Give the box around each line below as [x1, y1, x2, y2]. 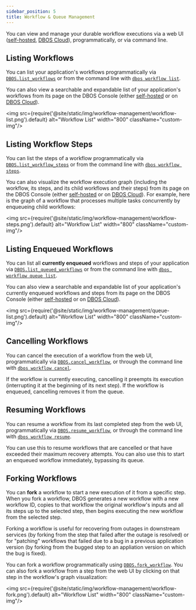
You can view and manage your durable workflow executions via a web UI [6, 30, 184, 37]
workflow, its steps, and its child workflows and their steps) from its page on [6, 185, 190, 192]
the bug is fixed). [6, 550, 47, 557]
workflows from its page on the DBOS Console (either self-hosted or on [6, 92, 178, 99]
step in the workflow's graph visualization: [6, 574, 108, 581]
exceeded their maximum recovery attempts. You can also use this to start [6, 450, 185, 458]
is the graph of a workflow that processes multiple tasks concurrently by [6, 197, 181, 205]
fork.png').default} [6, 591, 51, 598]
